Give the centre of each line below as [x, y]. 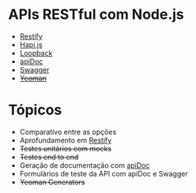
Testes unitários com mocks [66, 148]
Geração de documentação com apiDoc [85, 165]
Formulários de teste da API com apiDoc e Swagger [104, 173]
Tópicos [35, 110]
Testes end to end [49, 157]
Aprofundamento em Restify [66, 140]
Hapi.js [31, 44]
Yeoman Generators [52, 182]
